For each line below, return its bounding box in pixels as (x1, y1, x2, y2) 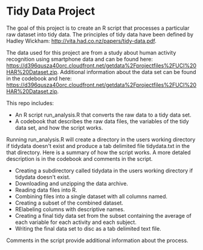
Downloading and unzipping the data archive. (14, 180, 129, 187)
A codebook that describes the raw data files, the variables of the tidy (14, 117, 189, 125)
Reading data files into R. (14, 186, 77, 194)
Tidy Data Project (6, 4, 95, 18)
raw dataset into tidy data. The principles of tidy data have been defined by (6, 30, 194, 38)
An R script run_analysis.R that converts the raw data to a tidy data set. (14, 111, 192, 118)
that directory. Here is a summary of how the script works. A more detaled (6, 149, 191, 156)
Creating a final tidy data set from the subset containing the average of (14, 212, 192, 219)
